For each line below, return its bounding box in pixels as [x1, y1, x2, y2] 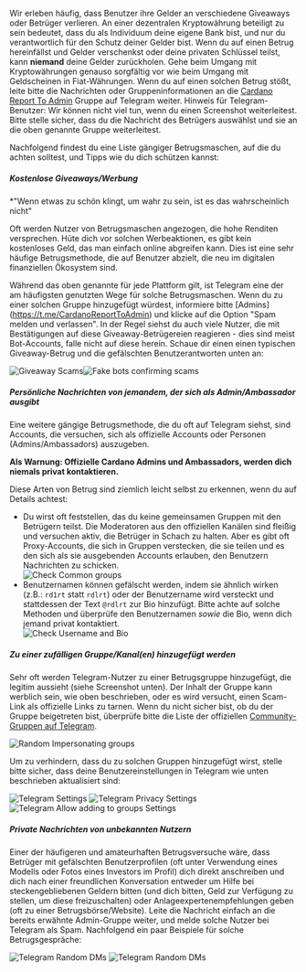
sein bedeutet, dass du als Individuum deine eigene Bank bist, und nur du [9, 27, 286, 37]
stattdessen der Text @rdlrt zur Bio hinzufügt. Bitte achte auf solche [22, 598, 280, 609]
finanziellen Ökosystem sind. [9, 262, 118, 272]
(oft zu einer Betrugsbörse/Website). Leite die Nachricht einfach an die [9, 904, 276, 915]
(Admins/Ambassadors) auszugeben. [9, 438, 150, 449]
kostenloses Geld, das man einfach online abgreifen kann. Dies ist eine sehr [9, 242, 295, 253]
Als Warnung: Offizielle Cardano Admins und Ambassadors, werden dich [9, 456, 292, 467]
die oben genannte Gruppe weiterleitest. [9, 124, 162, 135]
